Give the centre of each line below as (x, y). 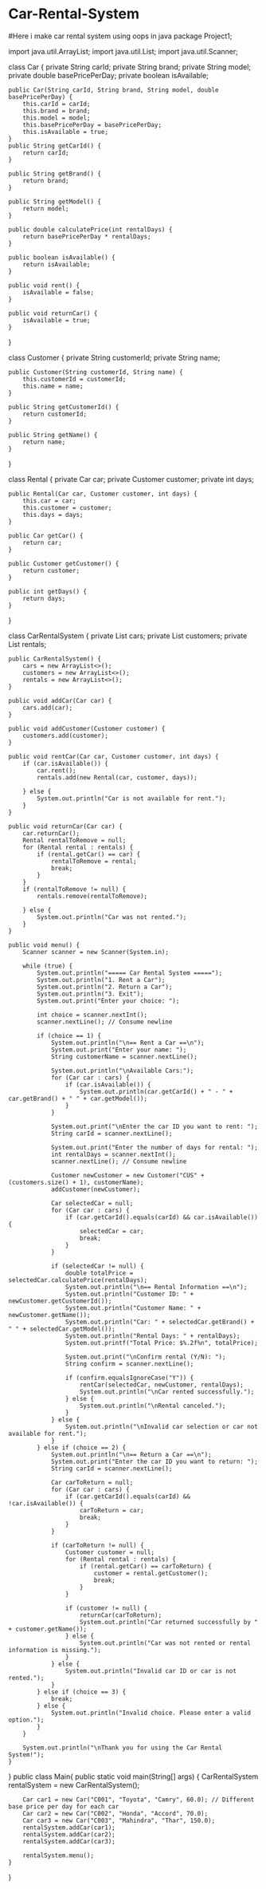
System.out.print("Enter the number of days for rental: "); (155, 1147)
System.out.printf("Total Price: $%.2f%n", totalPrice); (162, 1343)
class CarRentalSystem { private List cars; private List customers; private (128, 636)
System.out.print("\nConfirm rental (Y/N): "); (145, 1357)
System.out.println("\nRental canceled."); (153, 1406)
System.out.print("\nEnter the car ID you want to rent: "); (155, 1126)
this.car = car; (50, 501)
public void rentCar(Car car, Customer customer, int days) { (113, 756)
